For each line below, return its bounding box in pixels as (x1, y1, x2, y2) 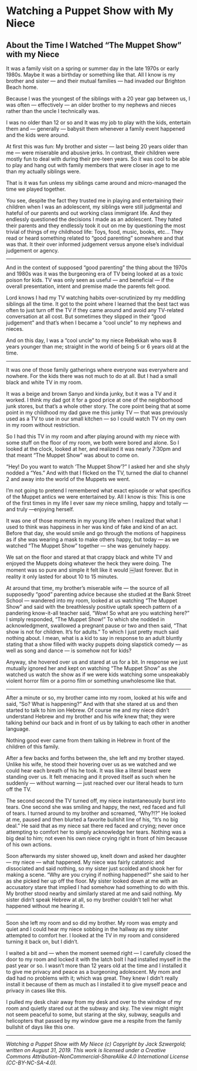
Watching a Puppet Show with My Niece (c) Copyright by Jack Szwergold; (6, 1040, 186, 1047)
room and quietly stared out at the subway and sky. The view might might (6, 1005, 184, 1012)
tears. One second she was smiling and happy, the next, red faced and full (6, 804, 186, 810)
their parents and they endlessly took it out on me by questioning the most (6, 222, 186, 229)
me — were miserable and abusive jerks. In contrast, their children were (6, 149, 180, 156)
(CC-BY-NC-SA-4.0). (6, 1059, 57, 1066)
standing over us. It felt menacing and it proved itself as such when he (6, 773, 176, 780)
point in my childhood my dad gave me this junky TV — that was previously (6, 409, 188, 416)
